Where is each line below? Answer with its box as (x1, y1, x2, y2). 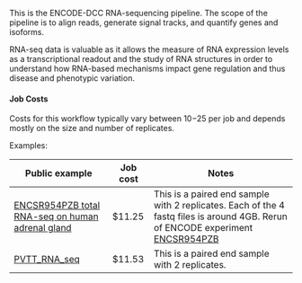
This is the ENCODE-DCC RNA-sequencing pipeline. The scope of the (9, 8, 268, 18)
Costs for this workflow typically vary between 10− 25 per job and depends (9, 113, 286, 124)
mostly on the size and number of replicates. (9, 123, 175, 134)
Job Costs (9, 93, 49, 104)
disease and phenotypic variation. (9, 73, 135, 84)
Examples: (9, 140, 48, 151)
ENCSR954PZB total (13, 199, 101, 212)
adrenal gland (13, 222, 72, 234)
